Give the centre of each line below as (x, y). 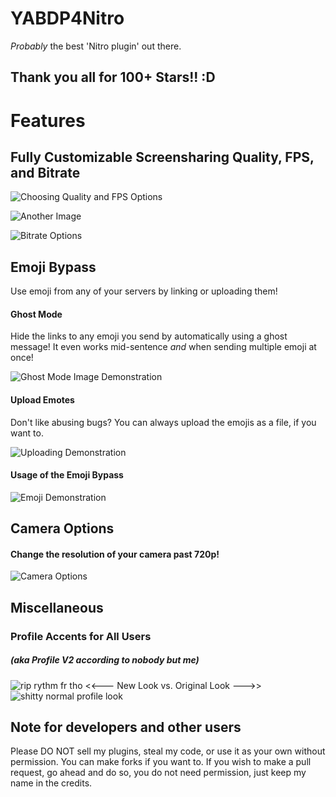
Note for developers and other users (126, 727)
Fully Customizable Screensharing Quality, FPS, (162, 157)
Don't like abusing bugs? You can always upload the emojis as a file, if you (163, 422)
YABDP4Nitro (67, 18)
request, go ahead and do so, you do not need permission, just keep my (158, 773)
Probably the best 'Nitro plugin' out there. (96, 46)
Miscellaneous (57, 607)
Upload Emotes (42, 399)
